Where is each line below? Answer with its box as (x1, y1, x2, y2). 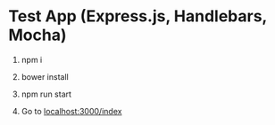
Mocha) (8, 25, 67, 45)
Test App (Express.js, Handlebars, (8, 6, 267, 27)
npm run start (21, 89, 72, 99)
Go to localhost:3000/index (21, 105, 122, 116)
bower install (21, 71, 69, 82)
